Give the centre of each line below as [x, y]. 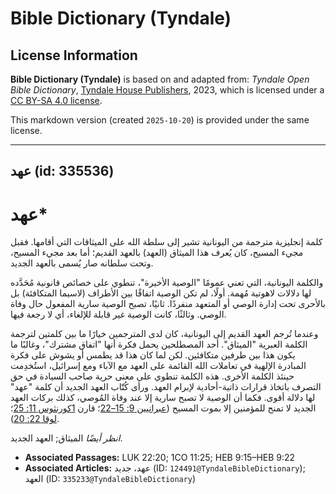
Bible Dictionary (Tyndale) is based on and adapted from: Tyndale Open [160, 79]
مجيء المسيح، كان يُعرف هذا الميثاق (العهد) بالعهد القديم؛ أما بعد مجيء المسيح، [157, 253]
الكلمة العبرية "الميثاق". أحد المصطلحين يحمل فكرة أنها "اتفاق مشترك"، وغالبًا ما [159, 344]
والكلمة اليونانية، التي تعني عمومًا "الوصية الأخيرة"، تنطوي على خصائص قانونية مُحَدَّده [167, 283]
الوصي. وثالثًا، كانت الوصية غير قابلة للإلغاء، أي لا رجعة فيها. [118, 314]
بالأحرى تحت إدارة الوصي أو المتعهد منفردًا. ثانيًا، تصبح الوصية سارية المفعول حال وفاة [168, 304]
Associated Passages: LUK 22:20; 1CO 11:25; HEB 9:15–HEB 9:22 [160, 458]
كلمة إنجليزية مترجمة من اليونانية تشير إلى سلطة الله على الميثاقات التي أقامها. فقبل [166, 242]
